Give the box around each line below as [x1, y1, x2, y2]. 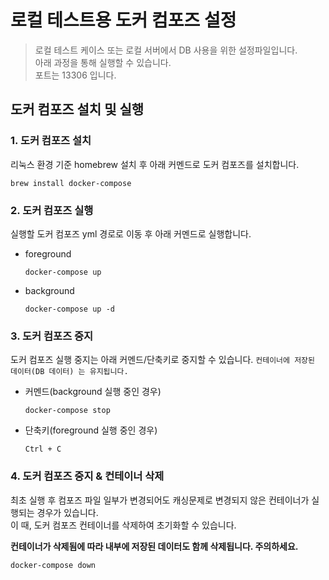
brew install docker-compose [10, 178, 132, 188]
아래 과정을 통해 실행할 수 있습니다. [34, 56, 172, 68]
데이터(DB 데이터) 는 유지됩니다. [10, 367, 129, 377]
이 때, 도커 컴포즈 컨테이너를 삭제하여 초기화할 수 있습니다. [10, 519, 237, 531]
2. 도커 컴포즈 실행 [10, 203, 94, 217]
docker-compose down [10, 560, 97, 570]
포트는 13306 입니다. [34, 69, 117, 81]
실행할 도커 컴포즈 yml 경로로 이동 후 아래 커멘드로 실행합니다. [10, 227, 252, 240]
